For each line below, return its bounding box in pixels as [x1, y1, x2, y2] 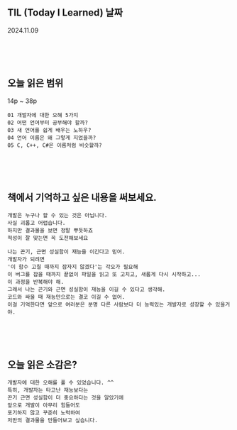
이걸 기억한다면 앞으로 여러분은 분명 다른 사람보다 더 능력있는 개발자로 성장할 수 [7, 301, 213, 309]
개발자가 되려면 [7, 256, 45, 263]
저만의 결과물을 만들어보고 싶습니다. [7, 417, 98, 424]
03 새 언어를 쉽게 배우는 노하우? [7, 126, 92, 133]
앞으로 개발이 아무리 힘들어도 [7, 402, 80, 409]
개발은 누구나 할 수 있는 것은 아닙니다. [7, 212, 108, 219]
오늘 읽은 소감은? [7, 358, 77, 370]
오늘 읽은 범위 [7, 77, 64, 89]
